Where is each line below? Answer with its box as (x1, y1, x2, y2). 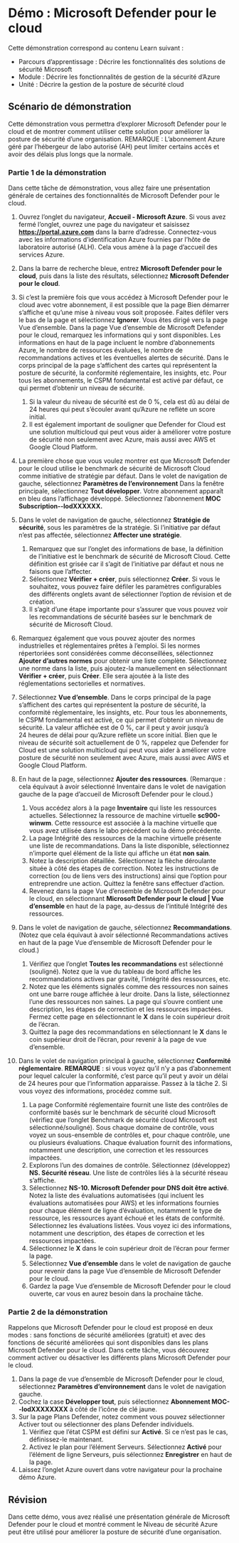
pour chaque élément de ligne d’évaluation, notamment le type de (28, 1207, 222, 1215)
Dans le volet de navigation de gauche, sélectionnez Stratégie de (18, 516, 211, 524)
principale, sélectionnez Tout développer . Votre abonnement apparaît (18, 487, 223, 496)
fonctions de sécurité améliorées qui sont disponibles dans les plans (8, 1338, 208, 1347)
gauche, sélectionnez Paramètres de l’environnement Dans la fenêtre (18, 479, 225, 488)
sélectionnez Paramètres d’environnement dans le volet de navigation (18, 1382, 226, 1391)
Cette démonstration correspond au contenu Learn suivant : (8, 43, 184, 52)
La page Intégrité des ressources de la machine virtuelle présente (28, 834, 222, 843)
